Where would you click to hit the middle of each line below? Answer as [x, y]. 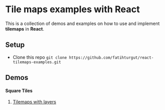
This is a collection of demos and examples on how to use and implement [82, 23]
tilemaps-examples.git [37, 62]
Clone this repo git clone [40, 57]
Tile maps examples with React [73, 9]
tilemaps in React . [25, 29]
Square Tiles [19, 91]
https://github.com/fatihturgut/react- [111, 58]
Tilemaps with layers [34, 102]
